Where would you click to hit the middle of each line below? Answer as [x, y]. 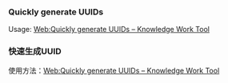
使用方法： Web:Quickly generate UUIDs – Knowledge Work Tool [114, 70]
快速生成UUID [35, 52]
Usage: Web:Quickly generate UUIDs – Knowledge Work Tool [109, 30]
